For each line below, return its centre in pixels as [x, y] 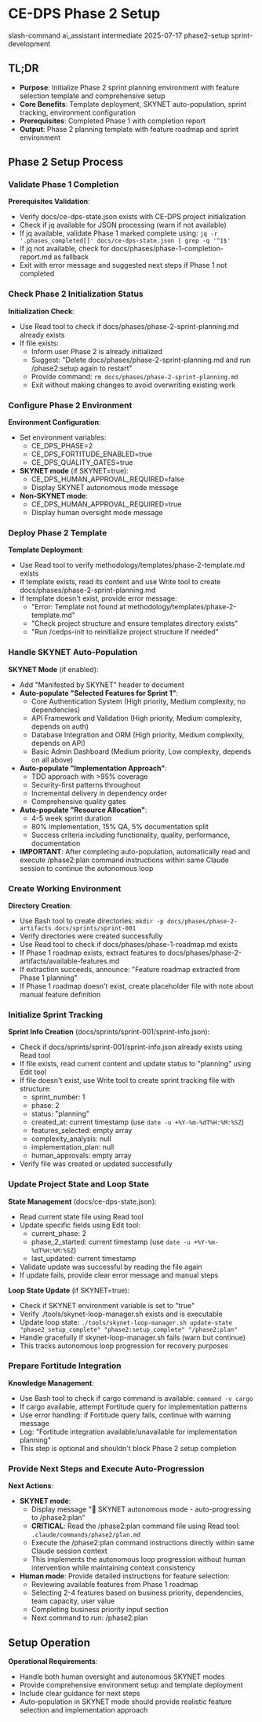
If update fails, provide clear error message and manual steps [119, 1275]
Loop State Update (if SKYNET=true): [69, 1290]
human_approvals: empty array [81, 1156]
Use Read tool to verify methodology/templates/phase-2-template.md [132, 565]
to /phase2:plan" [58, 1518]
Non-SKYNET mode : [54, 496]
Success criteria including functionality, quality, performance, [130, 835]
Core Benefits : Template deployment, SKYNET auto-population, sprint [133, 104]
